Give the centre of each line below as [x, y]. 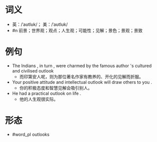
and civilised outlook [33, 71]
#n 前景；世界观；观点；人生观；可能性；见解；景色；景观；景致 [77, 30]
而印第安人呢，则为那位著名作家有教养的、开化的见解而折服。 [81, 76]
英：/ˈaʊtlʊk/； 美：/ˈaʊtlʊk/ [40, 24]
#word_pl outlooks [31, 134]
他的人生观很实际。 [39, 99]
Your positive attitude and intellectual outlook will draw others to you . [82, 82]
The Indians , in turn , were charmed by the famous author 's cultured [82, 66]
